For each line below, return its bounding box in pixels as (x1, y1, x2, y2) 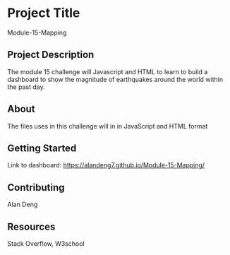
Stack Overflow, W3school (7, 239, 85, 248)
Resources (7, 220, 56, 232)
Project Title (7, 5, 80, 21)
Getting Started (7, 142, 77, 154)
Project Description (7, 49, 95, 61)
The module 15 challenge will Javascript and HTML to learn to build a (7, 67, 208, 76)
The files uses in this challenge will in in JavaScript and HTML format (7, 121, 208, 130)
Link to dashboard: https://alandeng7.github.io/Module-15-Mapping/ (7, 161, 205, 170)
